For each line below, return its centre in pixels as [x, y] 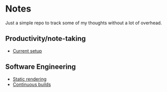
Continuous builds [32, 84]
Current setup [27, 51]
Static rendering [30, 79]
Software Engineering [41, 67]
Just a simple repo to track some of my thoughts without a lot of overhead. [83, 23]
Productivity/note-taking [46, 39]
